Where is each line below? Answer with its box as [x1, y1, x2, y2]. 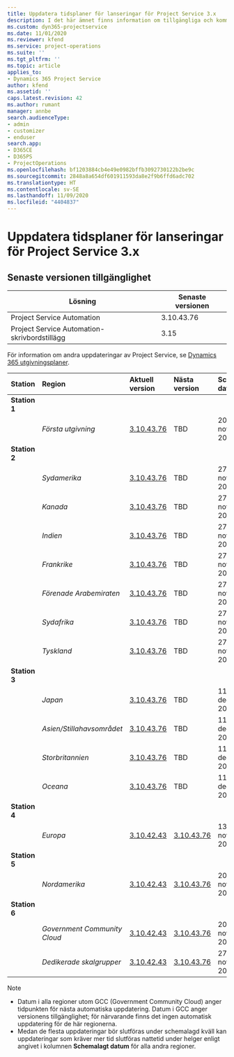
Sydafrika [41, 617, 75, 626]
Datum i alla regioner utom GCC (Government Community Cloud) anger [17, 998, 222, 1005]
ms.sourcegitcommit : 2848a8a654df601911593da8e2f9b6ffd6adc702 [7, 173, 195, 180]
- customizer [7, 127, 45, 134]
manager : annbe [7, 108, 52, 115]
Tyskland [41, 646, 72, 656]
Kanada [41, 502, 68, 511]
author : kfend [7, 82, 49, 89]
